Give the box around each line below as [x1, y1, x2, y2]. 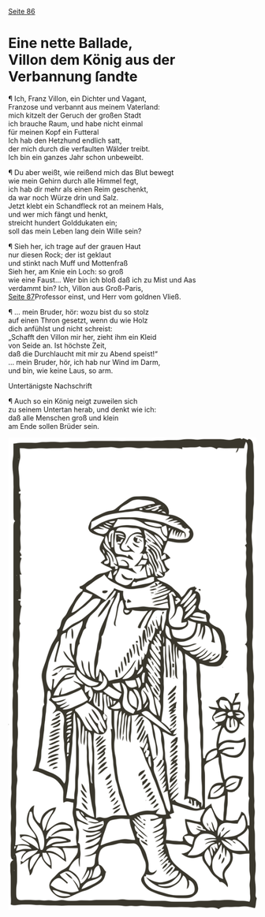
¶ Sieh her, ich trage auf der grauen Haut [8, 241, 141, 251]
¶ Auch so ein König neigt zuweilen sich [8, 396, 138, 405]
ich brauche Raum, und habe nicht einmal [8, 118, 144, 129]
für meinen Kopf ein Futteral [8, 127, 99, 136]
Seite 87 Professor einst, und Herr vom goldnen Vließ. [8, 292, 181, 301]
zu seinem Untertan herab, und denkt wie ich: [8, 404, 157, 414]
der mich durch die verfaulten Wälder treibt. [8, 144, 151, 153]
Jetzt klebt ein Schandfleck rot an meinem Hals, [8, 201, 164, 211]
